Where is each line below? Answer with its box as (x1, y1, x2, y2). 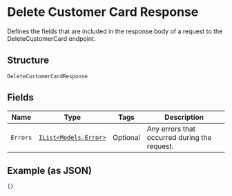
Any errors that (146, 124, 195, 134)
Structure (7, 55, 50, 66)
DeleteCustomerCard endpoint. (7, 34, 96, 42)
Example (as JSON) (7, 164, 92, 177)
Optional (113, 132, 140, 142)
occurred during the (146, 132, 212, 142)
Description (164, 112, 204, 122)
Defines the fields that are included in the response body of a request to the (7, 27, 223, 35)
